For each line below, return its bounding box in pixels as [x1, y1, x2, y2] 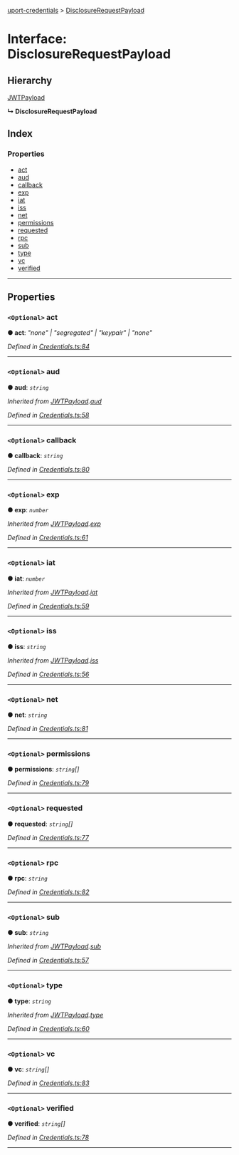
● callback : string [7, 451, 63, 460]
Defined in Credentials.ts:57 [7, 956, 89, 965]
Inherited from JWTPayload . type [7, 1010, 104, 1019]
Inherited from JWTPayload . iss [7, 656, 99, 665]
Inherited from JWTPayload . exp [7, 519, 102, 528]
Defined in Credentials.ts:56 [7, 670, 90, 678]
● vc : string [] [7, 1065, 50, 1073]
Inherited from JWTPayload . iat [7, 588, 98, 596]
